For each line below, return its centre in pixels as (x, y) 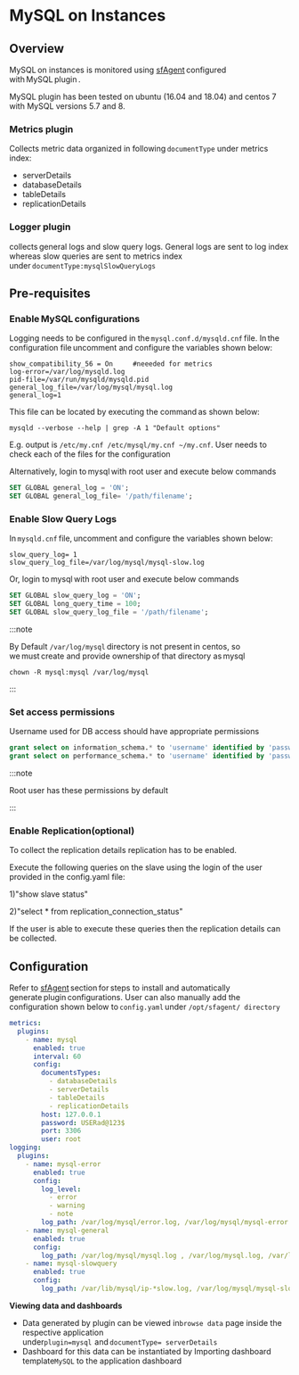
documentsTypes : (71, 1073)
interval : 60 (57, 1056)
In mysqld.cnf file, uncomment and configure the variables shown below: (141, 538)
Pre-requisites (50, 293)
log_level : (61, 1189)
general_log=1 (36, 395)
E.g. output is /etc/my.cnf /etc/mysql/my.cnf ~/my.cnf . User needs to (138, 445)
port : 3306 (61, 1131)
